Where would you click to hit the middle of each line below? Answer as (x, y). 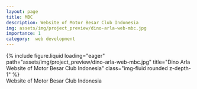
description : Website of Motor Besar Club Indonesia (72, 22)
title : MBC (20, 17)
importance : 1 (24, 34)
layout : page (22, 11)
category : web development (41, 39)
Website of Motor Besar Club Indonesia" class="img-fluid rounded (87, 68)
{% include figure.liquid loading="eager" (56, 56)
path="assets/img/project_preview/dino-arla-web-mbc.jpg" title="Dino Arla (98, 62)
